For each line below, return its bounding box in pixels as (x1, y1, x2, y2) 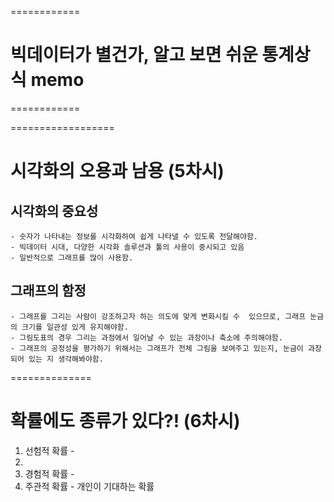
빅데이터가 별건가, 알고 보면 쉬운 (10, 44, 258, 66)
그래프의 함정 (10, 282, 87, 300)
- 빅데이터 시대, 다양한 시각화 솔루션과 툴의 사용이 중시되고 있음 (10, 242, 245, 252)
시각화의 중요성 (10, 202, 99, 220)
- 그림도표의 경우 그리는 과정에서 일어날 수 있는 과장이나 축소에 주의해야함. (10, 332, 283, 343)
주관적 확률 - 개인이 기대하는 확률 (24, 480, 155, 492)
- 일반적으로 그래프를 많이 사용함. (10, 252, 134, 263)
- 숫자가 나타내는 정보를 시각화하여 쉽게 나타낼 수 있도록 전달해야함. (10, 231, 258, 241)
